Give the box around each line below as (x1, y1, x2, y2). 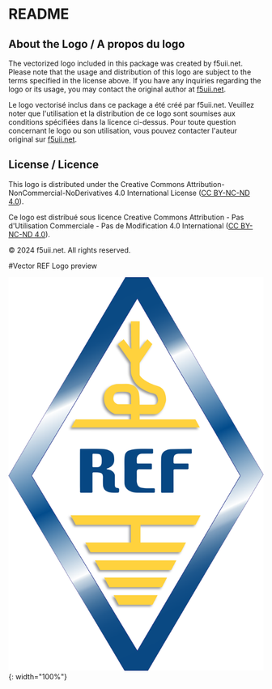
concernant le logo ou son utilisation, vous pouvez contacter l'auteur (8, 126, 237, 135)
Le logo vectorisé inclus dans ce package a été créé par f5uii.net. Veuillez (8, 100, 255, 109)
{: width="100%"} (8, 672, 67, 682)
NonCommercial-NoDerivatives (8, 188, 113, 198)
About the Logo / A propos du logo (8, 37, 185, 51)
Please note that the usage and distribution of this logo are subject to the (8, 67, 252, 77)
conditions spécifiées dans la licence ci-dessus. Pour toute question (8, 117, 236, 126)
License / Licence (8, 158, 100, 172)
